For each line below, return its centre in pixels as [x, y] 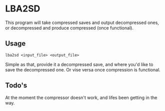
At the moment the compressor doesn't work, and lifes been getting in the [81, 97]
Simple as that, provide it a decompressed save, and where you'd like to [79, 64]
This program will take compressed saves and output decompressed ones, [82, 22]
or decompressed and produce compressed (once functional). [69, 27]
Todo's [16, 85]
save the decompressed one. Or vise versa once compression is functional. [83, 69]
